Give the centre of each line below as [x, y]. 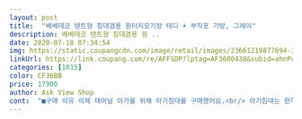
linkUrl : [26, 59]
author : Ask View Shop [52, 92]
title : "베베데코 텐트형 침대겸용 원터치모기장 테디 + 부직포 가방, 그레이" [133, 26]
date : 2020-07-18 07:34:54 [60, 42]
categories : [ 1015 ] [46, 68]
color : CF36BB [36, 76]
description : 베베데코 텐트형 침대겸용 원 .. [84, 34]
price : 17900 [34, 84]
